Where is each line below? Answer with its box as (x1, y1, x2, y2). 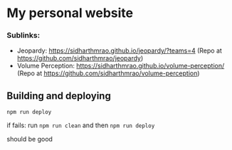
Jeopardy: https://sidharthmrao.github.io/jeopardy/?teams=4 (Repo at (16, 46, 222, 55)
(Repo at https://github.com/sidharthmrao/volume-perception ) (16, 69, 200, 77)
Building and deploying (6, 90, 111, 102)
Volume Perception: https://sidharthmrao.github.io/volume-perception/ (16, 62, 225, 70)
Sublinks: (6, 31, 41, 41)
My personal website (6, 5, 134, 21)
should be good (6, 135, 53, 144)
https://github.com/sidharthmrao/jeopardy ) (16, 54, 144, 63)
